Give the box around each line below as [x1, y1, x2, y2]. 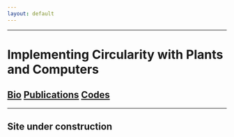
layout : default [7, 10, 54, 17]
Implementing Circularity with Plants [7, 47, 224, 63]
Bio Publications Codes [7, 89, 110, 101]
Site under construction [7, 121, 113, 133]
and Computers [7, 61, 100, 77]
